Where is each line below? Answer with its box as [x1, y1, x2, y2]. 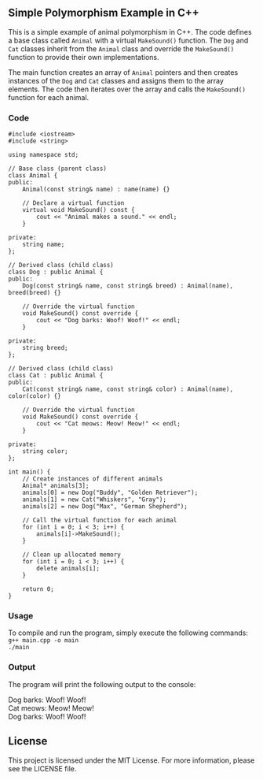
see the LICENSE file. [8, 763, 77, 773]
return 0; [22, 585, 55, 593]
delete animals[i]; [36, 565, 100, 573]
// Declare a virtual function [22, 199, 125, 207]
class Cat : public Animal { [8, 372, 104, 380]
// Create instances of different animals [22, 475, 163, 483]
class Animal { [8, 172, 58, 180]
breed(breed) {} [8, 289, 61, 297]
